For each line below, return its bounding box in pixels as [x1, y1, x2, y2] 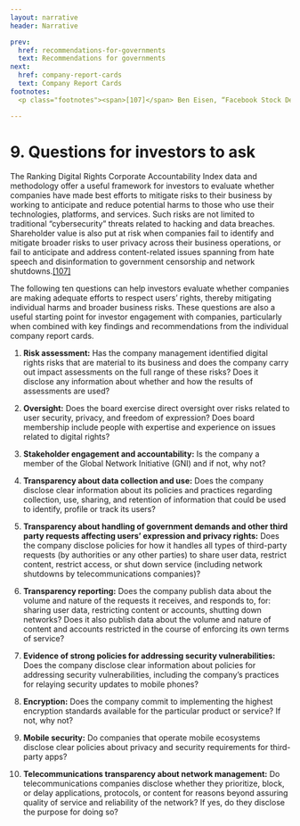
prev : [10, 37, 30, 46]
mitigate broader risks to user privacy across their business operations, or [10, 237, 281, 248]
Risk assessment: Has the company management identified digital [22, 348, 268, 359]
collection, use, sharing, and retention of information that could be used [22, 494, 287, 505]
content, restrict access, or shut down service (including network [22, 559, 264, 570]
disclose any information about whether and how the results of [22, 376, 254, 387]
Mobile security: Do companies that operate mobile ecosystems [22, 732, 261, 743]
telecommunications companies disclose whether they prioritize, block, [22, 778, 285, 789]
